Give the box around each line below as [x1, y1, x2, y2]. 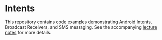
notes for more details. [5, 29, 52, 35]
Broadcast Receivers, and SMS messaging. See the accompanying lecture [5, 24, 158, 30]
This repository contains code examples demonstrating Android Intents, [5, 19, 152, 25]
